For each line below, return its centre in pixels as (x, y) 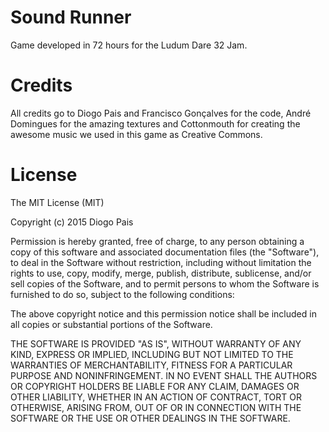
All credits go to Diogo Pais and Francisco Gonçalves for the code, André (161, 113)
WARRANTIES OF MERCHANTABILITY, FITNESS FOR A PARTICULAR (151, 365)
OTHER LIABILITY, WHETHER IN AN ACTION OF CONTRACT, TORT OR (156, 397)
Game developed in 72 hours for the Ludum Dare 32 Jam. (129, 45)
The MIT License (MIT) (57, 202)
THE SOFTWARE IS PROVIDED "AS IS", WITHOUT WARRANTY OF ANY (156, 343)
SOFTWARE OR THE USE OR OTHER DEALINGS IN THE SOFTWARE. (150, 418)
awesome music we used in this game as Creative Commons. (136, 134)
